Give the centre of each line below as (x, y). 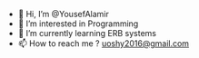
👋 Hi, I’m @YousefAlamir (63, 14)
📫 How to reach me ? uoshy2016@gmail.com (103, 43)
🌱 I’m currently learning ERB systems (87, 33)
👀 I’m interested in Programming (78, 24)
